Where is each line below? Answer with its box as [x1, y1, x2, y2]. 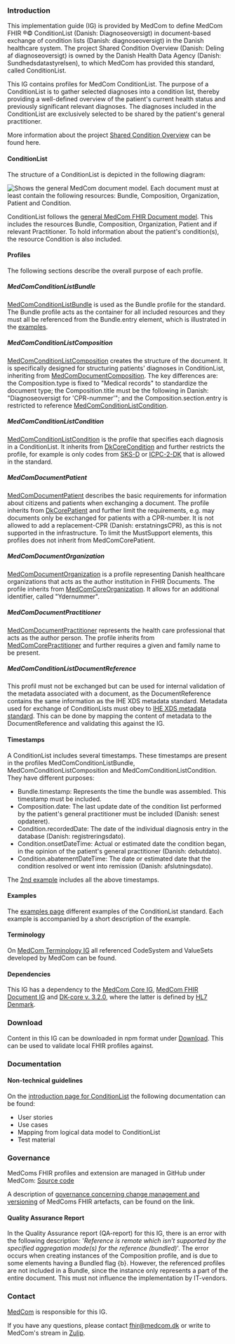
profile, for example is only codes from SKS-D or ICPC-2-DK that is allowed [7, 450, 225, 458]
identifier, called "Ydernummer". [7, 592, 100, 601]
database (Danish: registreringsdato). [17, 832, 126, 840]
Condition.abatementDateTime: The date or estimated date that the [17, 854, 211, 863]
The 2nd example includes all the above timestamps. [7, 875, 160, 884]
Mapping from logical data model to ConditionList [17, 1128, 161, 1136]
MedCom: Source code [7, 1176, 75, 1185]
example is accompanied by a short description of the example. [7, 914, 192, 922]
